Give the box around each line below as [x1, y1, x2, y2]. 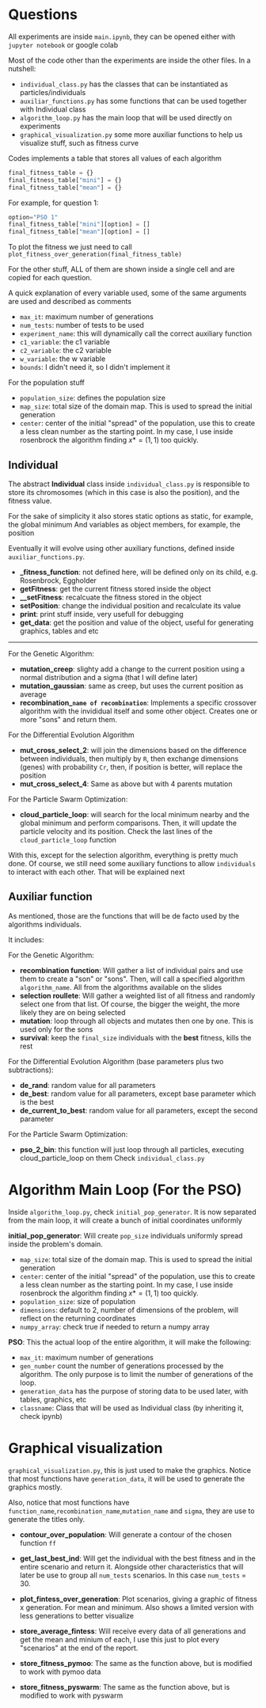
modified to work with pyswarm [19, 1691, 123, 1700]
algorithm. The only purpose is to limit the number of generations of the [19, 1369, 253, 1379]
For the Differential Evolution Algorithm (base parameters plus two [8, 1056, 224, 1066]
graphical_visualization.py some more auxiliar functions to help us [19, 129, 243, 139]
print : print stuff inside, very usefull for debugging [19, 610, 184, 618]
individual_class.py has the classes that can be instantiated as [19, 79, 228, 89]
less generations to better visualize [19, 1611, 135, 1620]
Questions [8, 6, 78, 24]
